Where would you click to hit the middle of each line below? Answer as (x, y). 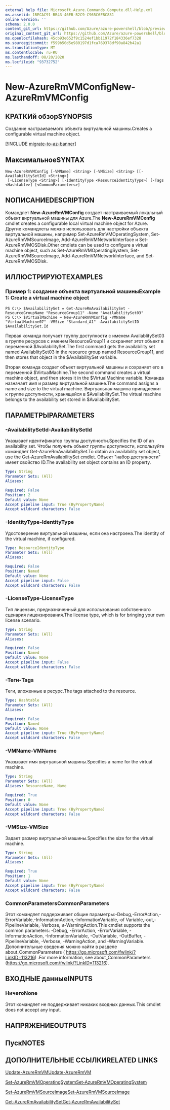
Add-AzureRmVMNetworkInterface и (100, 240)
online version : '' (26, 19)
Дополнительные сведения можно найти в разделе (61, 947)
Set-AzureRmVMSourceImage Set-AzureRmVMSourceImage (68, 1092)
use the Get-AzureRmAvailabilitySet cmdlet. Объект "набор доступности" (83, 457)
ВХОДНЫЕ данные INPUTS (49, 979)
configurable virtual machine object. (43, 134)
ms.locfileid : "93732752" (32, 62)
